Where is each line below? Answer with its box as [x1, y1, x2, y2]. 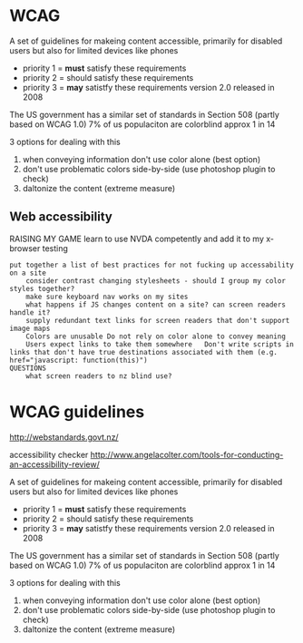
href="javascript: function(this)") [9, 356, 148, 365]
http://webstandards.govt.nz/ [9, 432, 120, 443]
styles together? [9, 284, 75, 293]
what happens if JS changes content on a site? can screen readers [25, 300, 286, 309]
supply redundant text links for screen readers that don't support [25, 316, 290, 325]
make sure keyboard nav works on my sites [25, 292, 189, 301]
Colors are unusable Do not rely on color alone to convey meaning [25, 332, 286, 341]
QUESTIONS [9, 364, 47, 373]
